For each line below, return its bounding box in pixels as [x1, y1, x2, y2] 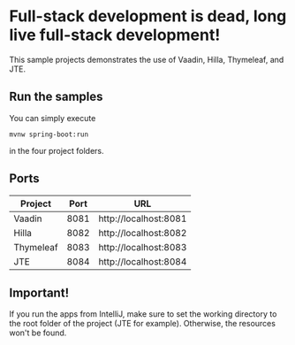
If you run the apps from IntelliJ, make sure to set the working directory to [9, 309, 277, 319]
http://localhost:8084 [98, 255, 187, 267]
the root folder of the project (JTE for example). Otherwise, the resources [9, 318, 276, 329]
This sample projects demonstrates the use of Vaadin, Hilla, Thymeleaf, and [9, 54, 284, 65]
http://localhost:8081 [98, 212, 187, 225]
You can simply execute [9, 112, 96, 123]
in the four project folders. [9, 145, 104, 156]
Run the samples [9, 89, 103, 104]
